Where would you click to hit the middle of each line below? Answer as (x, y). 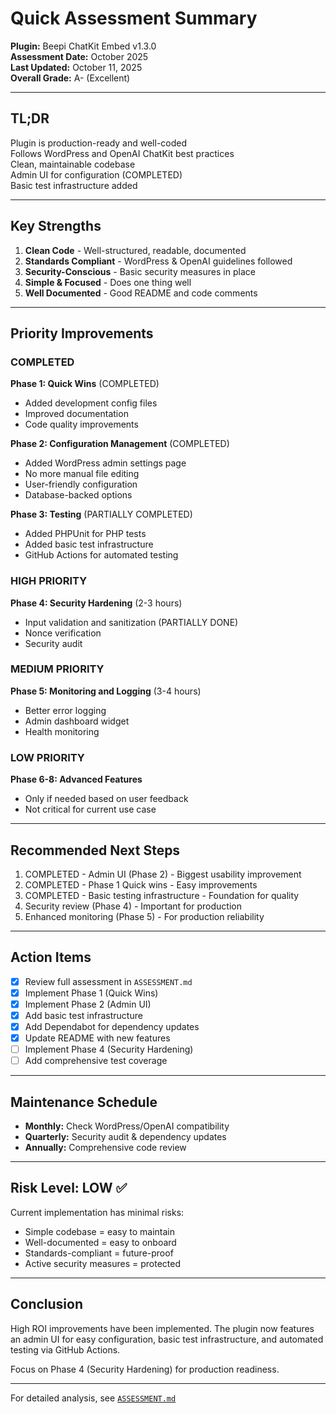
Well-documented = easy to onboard (100, 1242)
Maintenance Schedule (84, 1102)
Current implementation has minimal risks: (97, 1212)
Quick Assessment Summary (134, 18)
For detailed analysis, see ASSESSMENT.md (93, 1398)
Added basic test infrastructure (89, 544)
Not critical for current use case (90, 809)
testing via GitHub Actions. (65, 1349)
